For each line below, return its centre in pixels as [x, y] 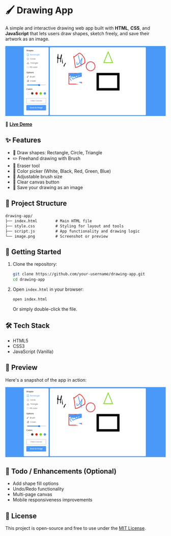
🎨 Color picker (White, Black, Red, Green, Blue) [62, 171]
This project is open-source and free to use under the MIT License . [76, 528]
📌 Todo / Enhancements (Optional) [61, 471]
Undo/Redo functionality [38, 489]
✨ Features [23, 140]
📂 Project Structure [36, 204]
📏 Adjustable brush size [37, 176]
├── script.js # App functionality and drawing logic [73, 231]
